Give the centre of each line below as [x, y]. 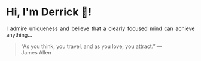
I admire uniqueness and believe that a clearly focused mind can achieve [100, 28]
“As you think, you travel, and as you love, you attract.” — [92, 46]
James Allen [36, 52]
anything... [19, 34]
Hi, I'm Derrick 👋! [49, 12]
